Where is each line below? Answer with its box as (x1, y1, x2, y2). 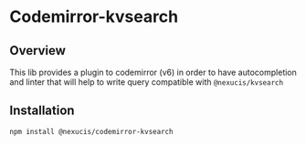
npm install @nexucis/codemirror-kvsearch (9, 127, 174, 136)
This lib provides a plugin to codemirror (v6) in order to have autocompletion (9, 67, 297, 78)
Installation (9, 103, 75, 119)
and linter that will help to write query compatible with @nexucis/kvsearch (9, 77, 284, 88)
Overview (9, 43, 67, 58)
